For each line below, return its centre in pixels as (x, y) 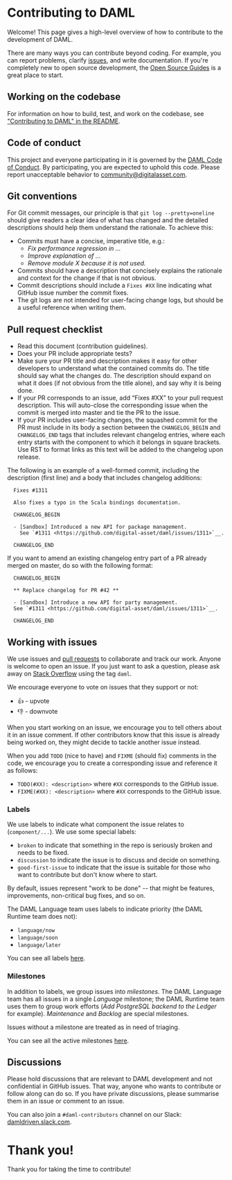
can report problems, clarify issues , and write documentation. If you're (108, 60)
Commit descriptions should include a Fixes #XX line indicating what (115, 286)
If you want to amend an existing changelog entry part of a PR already (107, 558)
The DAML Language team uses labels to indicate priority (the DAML (105, 909)
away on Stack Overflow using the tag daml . (70, 673)
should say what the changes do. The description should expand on (114, 376)
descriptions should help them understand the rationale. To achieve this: (110, 228)
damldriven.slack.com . (39, 1122)
